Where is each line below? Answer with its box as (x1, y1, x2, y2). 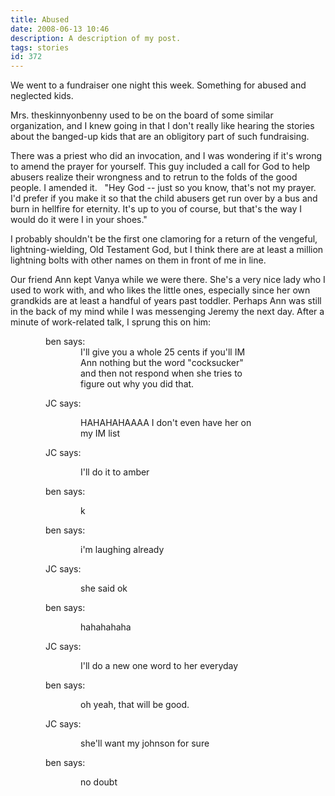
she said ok (80, 582, 128, 595)
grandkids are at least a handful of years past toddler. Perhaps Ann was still (10, 295, 322, 307)
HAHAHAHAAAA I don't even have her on (80, 417, 252, 429)
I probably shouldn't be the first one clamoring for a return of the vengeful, (10, 233, 318, 245)
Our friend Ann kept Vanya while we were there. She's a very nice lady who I (10, 274, 326, 286)
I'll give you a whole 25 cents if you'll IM (80, 346, 246, 358)
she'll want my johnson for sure (80, 737, 210, 750)
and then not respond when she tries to (80, 367, 243, 380)
